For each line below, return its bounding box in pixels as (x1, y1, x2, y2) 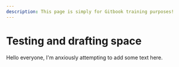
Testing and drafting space (6, 34, 142, 47)
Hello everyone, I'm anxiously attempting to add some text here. (6, 54, 163, 61)
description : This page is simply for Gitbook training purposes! (6, 8, 174, 15)
